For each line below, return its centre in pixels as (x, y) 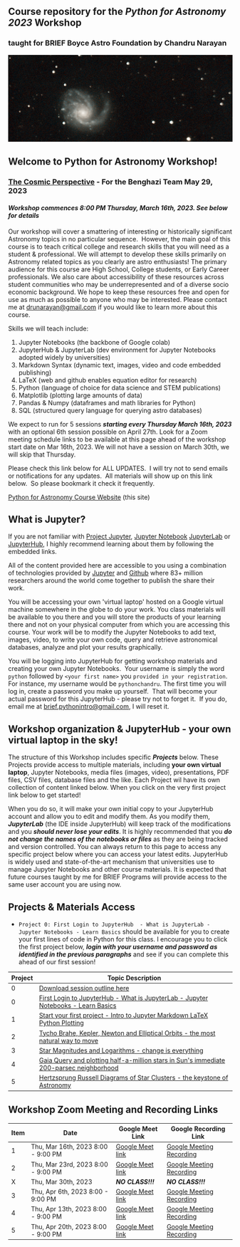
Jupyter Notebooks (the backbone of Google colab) (94, 342)
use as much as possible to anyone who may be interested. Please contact (118, 299)
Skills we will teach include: (48, 328)
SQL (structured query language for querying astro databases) (110, 410)
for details (24, 215)
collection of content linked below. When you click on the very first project (117, 788)
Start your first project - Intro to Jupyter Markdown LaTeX (124, 1016)
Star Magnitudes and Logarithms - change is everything (121, 1050)
